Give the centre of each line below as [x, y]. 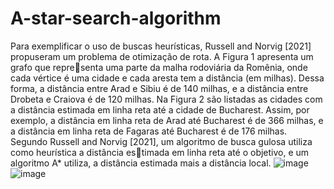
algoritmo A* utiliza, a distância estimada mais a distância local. [141, 163]
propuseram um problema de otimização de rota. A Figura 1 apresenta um [162, 56]
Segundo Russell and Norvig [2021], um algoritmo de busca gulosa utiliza [161, 141]
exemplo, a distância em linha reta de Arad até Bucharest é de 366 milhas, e [167, 120]
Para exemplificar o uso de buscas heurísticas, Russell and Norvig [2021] [161, 46]
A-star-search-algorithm [116, 18]
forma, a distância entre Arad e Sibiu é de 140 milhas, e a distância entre [159, 88]
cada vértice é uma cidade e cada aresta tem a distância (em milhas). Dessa [167, 78]
